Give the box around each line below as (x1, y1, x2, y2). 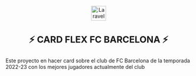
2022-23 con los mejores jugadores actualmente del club (5, 63, 145, 70)
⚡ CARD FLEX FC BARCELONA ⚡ (28, 34, 169, 45)
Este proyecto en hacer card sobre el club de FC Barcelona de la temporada (5, 57, 190, 64)
